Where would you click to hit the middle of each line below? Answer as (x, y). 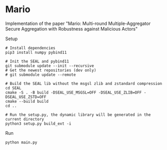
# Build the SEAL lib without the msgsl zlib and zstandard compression (84, 83)
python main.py (21, 142)
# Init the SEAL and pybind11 (37, 61)
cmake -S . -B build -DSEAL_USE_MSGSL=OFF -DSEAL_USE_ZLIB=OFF (74, 93)
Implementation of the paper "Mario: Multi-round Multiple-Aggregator (78, 23)
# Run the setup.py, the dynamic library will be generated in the (78, 115)
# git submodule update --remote (41, 75)
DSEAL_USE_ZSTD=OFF (26, 97)
